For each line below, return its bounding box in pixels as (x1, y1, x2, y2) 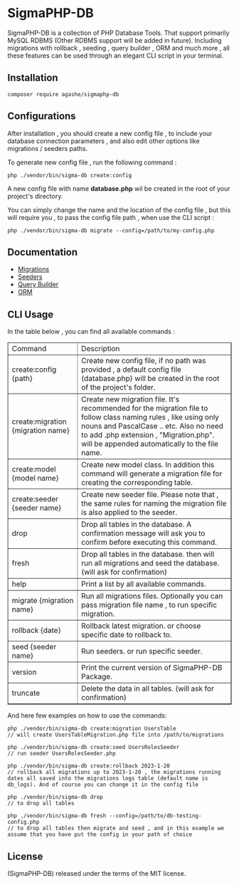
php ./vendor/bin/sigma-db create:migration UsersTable (7, 725, 176, 733)
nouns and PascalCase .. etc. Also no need (81, 421, 224, 431)
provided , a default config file (81, 365, 181, 375)
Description (81, 344, 120, 354)
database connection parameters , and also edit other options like (7, 137, 201, 145)
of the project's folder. (81, 382, 156, 392)
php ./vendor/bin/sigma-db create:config (7, 172, 132, 179)
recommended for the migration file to (81, 404, 208, 414)
